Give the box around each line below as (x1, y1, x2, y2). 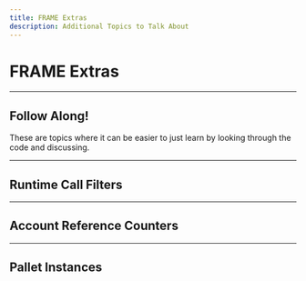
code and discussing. (9, 142, 90, 153)
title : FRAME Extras (9, 13, 88, 23)
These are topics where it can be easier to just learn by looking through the (9, 133, 291, 144)
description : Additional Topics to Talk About (9, 22, 189, 31)
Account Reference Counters (9, 218, 179, 234)
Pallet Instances (9, 260, 103, 276)
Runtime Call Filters (9, 176, 123, 192)
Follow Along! (9, 108, 89, 124)
